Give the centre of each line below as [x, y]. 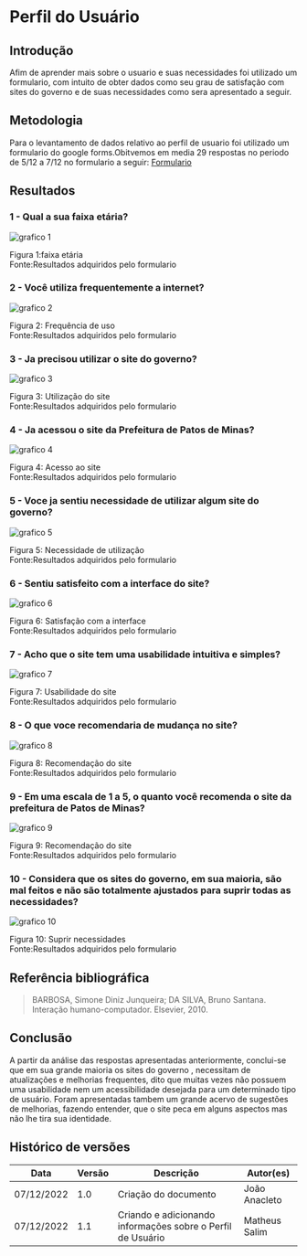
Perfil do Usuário [74, 17]
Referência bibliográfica [79, 978]
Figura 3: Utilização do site [60, 397]
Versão [93, 1173]
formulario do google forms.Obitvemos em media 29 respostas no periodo [149, 152]
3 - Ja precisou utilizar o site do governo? [104, 358]
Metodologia [47, 121]
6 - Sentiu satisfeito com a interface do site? [110, 583]
